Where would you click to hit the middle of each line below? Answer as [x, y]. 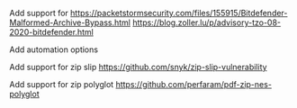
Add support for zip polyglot [62, 84]
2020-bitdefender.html [52, 32]
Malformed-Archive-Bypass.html [70, 22]
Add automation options [54, 49]
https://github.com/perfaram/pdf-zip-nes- [194, 84]
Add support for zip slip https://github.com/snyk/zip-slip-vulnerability [138, 67]
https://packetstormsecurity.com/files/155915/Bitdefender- [179, 13]
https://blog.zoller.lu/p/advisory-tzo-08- [207, 22]
